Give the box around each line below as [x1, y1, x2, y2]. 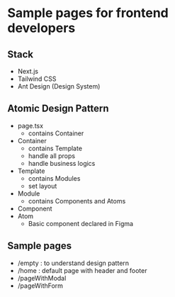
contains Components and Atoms [28, 196, 126, 205]
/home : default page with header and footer [17, 266, 147, 274]
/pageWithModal [17, 274, 67, 282]
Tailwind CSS [17, 74, 57, 83]
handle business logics [28, 159, 96, 167]
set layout [28, 181, 57, 190]
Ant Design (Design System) [17, 82, 101, 90]
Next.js [17, 67, 39, 75]
